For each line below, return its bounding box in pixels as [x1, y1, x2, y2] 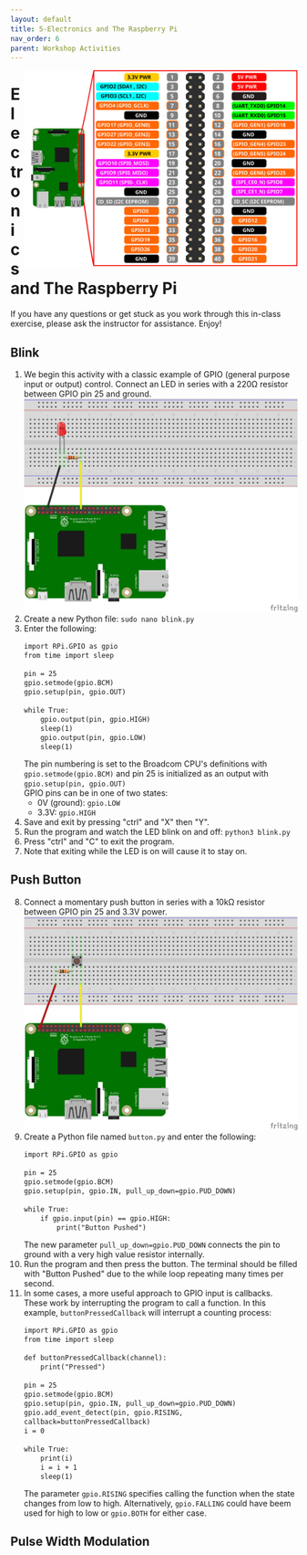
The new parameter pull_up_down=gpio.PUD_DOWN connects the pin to [23, 1239, 281, 1250]
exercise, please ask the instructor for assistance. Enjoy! [10, 318, 222, 329]
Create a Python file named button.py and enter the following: [23, 1131, 257, 1142]
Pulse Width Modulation [10, 1534, 150, 1550]
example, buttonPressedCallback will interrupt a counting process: [23, 1306, 272, 1317]
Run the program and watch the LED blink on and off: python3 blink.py [23, 826, 291, 837]
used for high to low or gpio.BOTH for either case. [23, 1507, 208, 1518]
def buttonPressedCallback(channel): [23, 1353, 168, 1362]
